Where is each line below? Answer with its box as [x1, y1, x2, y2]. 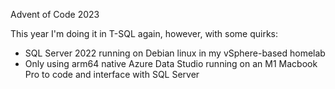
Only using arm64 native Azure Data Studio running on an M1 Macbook [24, 58, 318, 69]
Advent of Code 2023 [10, 9, 100, 20]
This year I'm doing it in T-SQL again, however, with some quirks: [10, 28, 279, 39]
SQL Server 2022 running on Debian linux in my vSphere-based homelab [24, 47, 326, 59]
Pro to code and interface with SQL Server [24, 69, 200, 80]
